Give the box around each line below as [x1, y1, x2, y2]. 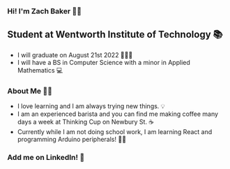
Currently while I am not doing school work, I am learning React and [17, 128, 213, 136]
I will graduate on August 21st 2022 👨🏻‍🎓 [17, 50, 133, 59]
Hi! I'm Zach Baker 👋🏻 [7, 6, 82, 16]
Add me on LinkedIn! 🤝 [7, 152, 85, 162]
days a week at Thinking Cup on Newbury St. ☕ [17, 118, 155, 126]
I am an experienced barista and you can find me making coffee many [17, 110, 218, 118]
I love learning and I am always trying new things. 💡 [17, 102, 166, 110]
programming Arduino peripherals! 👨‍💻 [17, 135, 127, 144]
